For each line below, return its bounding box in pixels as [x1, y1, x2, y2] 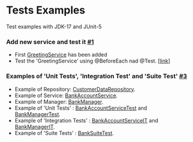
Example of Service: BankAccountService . [14, 92, 118, 99]
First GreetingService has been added [14, 51, 107, 58]
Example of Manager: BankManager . [14, 98, 103, 105]
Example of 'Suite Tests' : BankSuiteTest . [14, 129, 114, 136]
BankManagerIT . [14, 123, 55, 130]
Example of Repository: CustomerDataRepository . [14, 85, 136, 93]
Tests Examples [6, 4, 86, 17]
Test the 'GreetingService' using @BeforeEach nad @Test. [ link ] [14, 57, 171, 65]
